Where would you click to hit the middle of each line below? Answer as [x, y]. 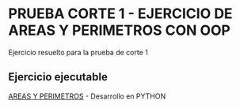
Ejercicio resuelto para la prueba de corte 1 [78, 52]
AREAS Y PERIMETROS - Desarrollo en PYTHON [87, 96]
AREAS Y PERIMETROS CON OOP [120, 30]
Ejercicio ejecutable [58, 77]
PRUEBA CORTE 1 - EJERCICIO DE [120, 14]
